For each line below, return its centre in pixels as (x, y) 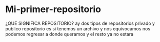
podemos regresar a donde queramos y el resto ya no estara (69, 34)
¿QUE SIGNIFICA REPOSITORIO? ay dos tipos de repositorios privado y (80, 23)
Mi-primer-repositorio (53, 9)
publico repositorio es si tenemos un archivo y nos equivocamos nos (78, 28)
